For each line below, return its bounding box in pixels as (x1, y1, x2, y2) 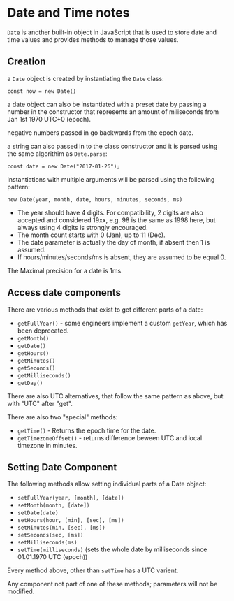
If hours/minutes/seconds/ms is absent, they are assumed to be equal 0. (17, 253, 226, 261)
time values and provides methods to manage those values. (7, 35, 179, 43)
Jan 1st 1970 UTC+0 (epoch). (7, 115, 92, 123)
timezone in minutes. (17, 441, 78, 449)
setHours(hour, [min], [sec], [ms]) (17, 517, 124, 524)
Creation (7, 56, 46, 68)
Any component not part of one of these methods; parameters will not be (7, 580, 218, 588)
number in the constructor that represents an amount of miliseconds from (7, 107, 219, 116)
